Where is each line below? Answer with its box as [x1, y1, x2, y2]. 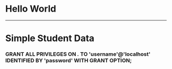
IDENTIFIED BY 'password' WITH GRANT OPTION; [5, 57, 132, 64]
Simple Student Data [5, 32, 95, 44]
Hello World [5, 3, 56, 15]
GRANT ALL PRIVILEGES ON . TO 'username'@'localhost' [5, 51, 151, 58]
